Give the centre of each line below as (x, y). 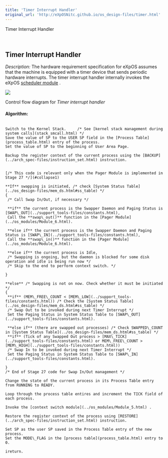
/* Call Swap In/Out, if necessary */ (48, 199)
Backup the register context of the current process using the (73, 155)
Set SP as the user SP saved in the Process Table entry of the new (78, 429)
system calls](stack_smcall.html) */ (45, 133)
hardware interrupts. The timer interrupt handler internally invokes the (77, 78)
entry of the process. (76, 142)
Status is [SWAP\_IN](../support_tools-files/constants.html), (73, 235)
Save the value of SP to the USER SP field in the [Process (70, 138)
